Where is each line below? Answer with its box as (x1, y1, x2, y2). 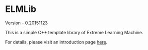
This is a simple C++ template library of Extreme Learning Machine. (5, 29, 144, 35)
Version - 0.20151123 (5, 20, 48, 26)
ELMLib (5, 3, 36, 15)
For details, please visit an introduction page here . (5, 39, 108, 45)
